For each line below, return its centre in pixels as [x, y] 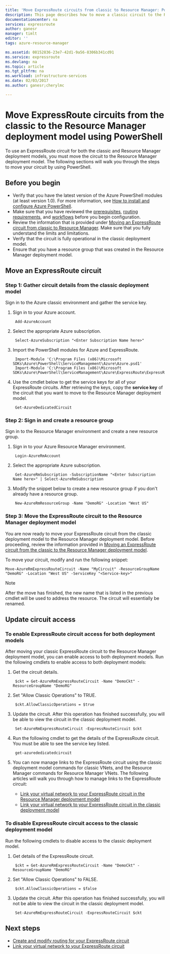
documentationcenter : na [31, 19]
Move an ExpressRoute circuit [53, 270]
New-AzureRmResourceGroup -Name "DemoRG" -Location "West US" [82, 503]
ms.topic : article [25, 67]
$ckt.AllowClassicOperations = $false [56, 888]
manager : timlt [21, 34]
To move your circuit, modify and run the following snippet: [67, 560]
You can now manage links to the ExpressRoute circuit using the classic [87, 762]
